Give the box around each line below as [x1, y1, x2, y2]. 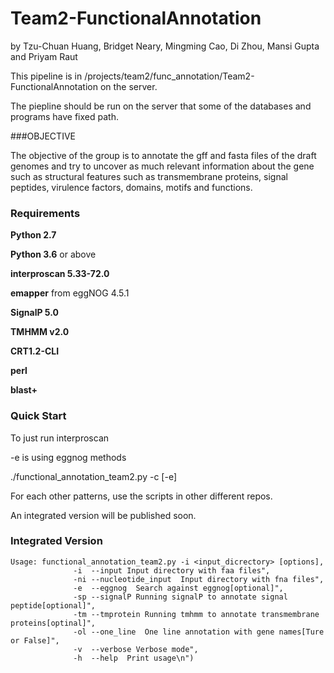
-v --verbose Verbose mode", [73, 644, 199, 654]
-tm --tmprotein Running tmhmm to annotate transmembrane [73, 609, 320, 619]
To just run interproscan [10, 432, 110, 444]
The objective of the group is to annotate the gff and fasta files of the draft [10, 149, 317, 161]
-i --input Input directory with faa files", [73, 565, 271, 576]
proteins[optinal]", [10, 618, 97, 628]
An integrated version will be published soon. [10, 509, 197, 521]
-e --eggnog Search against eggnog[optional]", [73, 583, 284, 593]
